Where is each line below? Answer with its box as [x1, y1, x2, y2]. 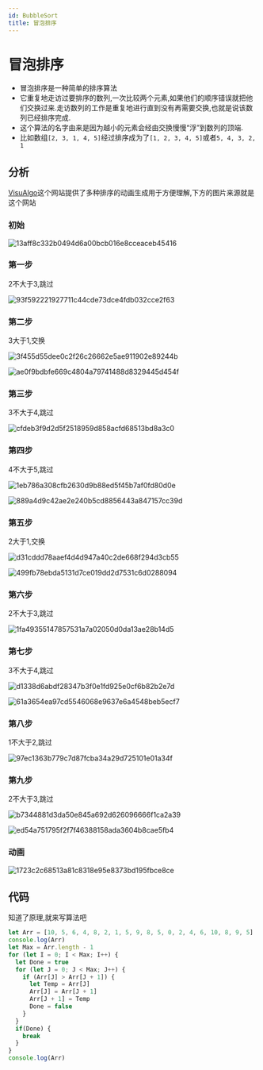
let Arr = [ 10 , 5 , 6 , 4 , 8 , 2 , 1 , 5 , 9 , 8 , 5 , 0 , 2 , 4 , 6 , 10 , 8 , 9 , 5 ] [8, 929, 253, 937]
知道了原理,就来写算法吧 [8, 913, 87, 922]
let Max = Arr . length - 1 [8, 944, 93, 952]
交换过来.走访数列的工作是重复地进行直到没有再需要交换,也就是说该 [26, 103, 246, 113]
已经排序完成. [26, 113, 71, 123]
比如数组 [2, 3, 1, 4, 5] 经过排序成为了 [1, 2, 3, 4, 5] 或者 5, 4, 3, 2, [19, 133, 256, 143]
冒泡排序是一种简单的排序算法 [19, 83, 117, 93]
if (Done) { [15, 1025, 51, 1033]
